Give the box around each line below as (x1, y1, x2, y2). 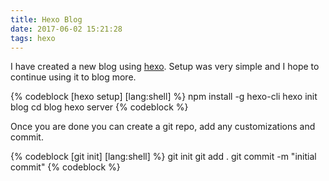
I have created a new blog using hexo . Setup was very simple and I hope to (10, 61, 320, 73)
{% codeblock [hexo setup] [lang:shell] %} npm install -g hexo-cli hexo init (10, 91, 318, 103)
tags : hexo (10, 33, 56, 43)
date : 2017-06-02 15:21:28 (10, 24, 123, 34)
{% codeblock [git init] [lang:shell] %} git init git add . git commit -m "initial (10, 151, 317, 163)
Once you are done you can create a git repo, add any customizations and (10, 121, 316, 133)
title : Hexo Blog (10, 14, 83, 25)
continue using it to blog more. (10, 71, 137, 83)
